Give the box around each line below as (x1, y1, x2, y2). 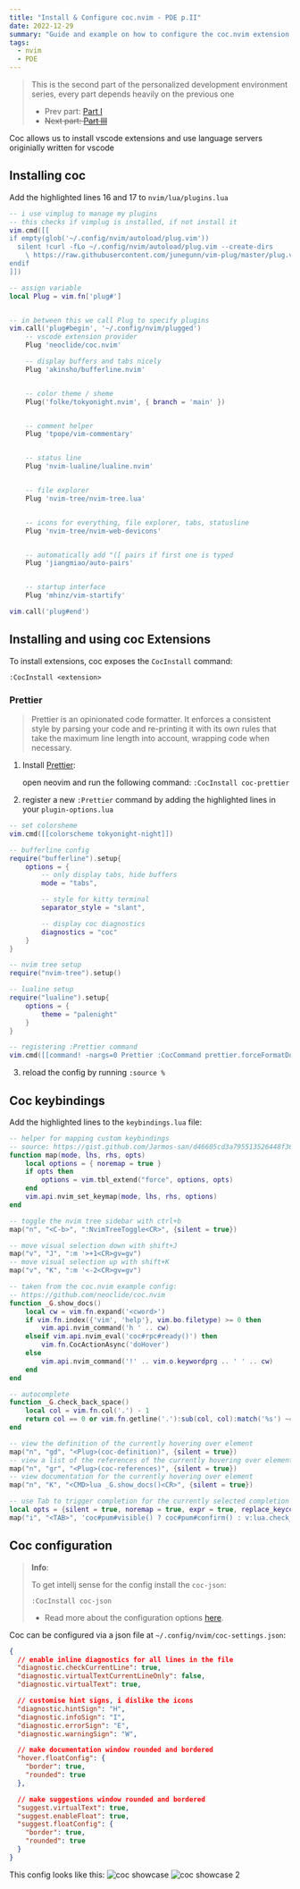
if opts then (25, 1168, 74, 1176)
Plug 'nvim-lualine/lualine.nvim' (25, 462, 154, 471)
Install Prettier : (21, 760, 76, 771)
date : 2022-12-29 (9, 21, 74, 30)
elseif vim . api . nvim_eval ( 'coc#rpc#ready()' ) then (25, 1332, 218, 1341)
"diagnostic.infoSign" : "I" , (17, 1713, 126, 1722)
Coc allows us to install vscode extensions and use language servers (9, 133, 263, 143)
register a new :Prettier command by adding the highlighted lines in (21, 795, 277, 805)
